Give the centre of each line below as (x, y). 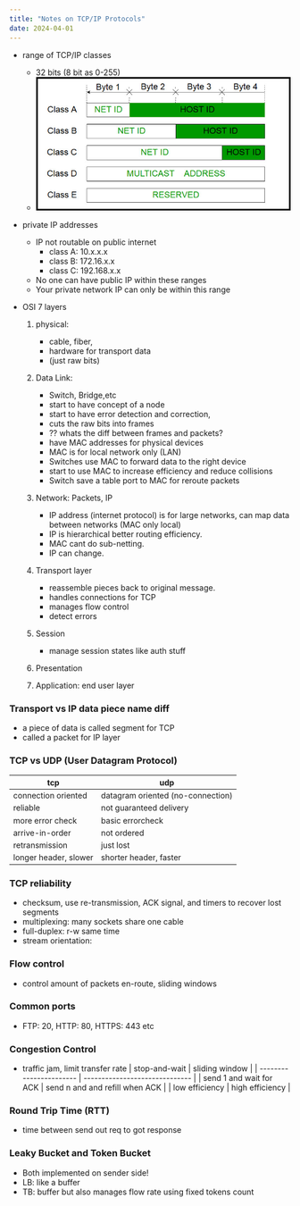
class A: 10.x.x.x (79, 251)
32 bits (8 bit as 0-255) (78, 72)
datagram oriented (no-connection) (167, 796)
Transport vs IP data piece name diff (89, 708)
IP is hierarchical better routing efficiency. (125, 534)
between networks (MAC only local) (115, 524)
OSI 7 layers (44, 306)
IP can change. (76, 553)
